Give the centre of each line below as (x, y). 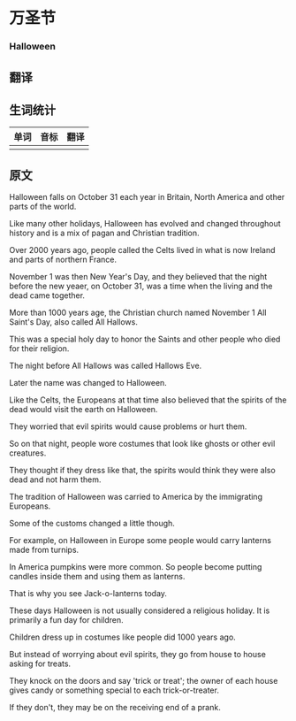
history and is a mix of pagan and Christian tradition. (105, 233)
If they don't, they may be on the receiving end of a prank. (115, 708)
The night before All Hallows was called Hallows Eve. (106, 366)
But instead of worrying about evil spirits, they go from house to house (138, 655)
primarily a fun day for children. (66, 620)
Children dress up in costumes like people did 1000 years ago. (122, 637)
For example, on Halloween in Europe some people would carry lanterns (140, 541)
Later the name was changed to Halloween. (88, 383)
